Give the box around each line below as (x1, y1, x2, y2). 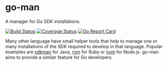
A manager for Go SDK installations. (5, 18, 80, 24)
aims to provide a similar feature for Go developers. (5, 54, 113, 60)
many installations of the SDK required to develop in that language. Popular (5, 43, 163, 49)
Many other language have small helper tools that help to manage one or (5, 38, 158, 44)
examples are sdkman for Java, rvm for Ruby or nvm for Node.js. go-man (5, 49, 159, 55)
